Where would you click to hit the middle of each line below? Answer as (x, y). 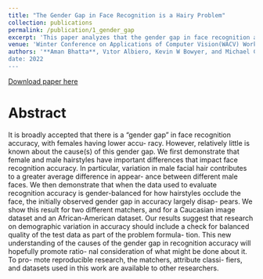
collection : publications (50, 23)
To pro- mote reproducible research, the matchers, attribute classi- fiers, (125, 259)
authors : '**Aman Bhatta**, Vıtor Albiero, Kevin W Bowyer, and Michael (129, 52)
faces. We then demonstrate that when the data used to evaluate (113, 184)
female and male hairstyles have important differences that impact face (123, 159)
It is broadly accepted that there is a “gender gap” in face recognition (120, 135)
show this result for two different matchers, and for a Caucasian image (122, 209)
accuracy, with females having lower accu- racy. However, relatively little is (129, 143)
